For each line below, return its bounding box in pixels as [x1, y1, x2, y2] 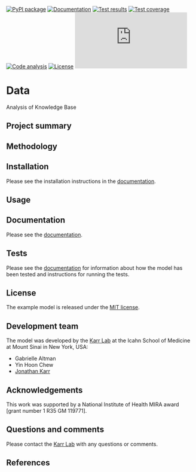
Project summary [6, 121, 72, 131]
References [6, 458, 50, 468]
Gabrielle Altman [14, 355, 56, 362]
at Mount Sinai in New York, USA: [6, 343, 88, 351]
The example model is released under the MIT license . [6, 304, 140, 311]
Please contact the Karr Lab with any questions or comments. [6, 440, 158, 447]
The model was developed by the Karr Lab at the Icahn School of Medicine [6, 337, 191, 344]
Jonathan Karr [14, 368, 51, 375]
